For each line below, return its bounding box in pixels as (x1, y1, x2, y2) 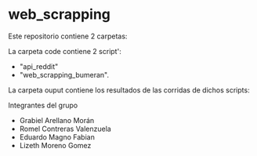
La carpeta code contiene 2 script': (8, 46, 121, 56)
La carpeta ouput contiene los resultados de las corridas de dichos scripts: (8, 85, 250, 95)
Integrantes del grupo (8, 100, 78, 110)
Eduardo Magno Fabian (19, 132, 96, 142)
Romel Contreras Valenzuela (19, 124, 111, 133)
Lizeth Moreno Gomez (19, 140, 92, 150)
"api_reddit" (19, 61, 59, 71)
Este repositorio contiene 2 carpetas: (8, 31, 128, 41)
